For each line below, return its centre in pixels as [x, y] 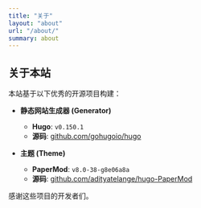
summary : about [34, 38]
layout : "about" [35, 23]
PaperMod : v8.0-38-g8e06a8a [81, 169]
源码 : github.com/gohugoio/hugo [86, 137]
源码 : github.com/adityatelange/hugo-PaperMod [112, 179]
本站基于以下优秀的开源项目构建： [65, 94]
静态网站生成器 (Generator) [66, 111]
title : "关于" [31, 16]
